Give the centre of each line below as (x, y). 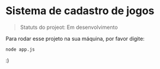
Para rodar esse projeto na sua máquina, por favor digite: (75, 38)
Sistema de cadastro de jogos (80, 11)
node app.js (20, 49)
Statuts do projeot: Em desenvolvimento (69, 27)
